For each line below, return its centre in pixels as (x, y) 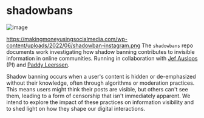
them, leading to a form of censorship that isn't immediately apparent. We (98, 96)
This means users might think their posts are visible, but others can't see (97, 89)
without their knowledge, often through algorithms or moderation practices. (100, 83)
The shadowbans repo (167, 45)
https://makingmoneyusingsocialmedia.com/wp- (67, 39)
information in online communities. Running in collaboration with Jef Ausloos (102, 58)
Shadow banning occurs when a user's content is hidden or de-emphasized (101, 76)
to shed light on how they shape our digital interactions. (76, 108)
